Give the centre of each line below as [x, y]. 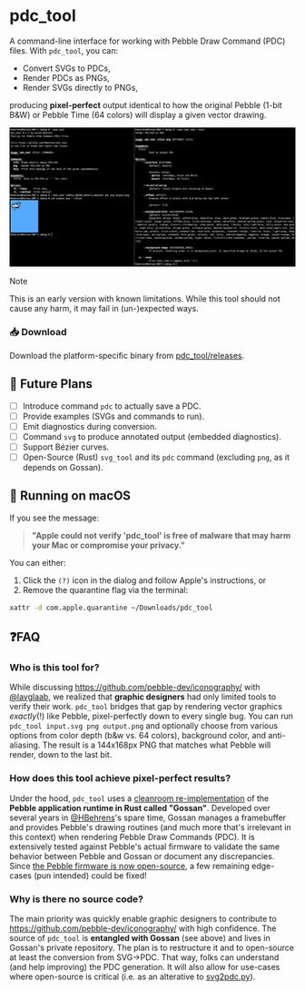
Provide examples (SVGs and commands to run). [113, 416]
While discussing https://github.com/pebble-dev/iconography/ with [135, 688]
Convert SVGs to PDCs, [66, 68]
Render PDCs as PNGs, [66, 77]
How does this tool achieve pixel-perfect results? [120, 778]
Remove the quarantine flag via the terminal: [105, 590]
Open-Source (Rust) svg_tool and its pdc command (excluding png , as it [156, 457]
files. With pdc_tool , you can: [64, 50]
